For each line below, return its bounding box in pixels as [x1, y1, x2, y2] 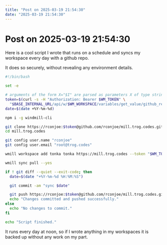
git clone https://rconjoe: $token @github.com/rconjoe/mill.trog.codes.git [5, 124, 164, 129]
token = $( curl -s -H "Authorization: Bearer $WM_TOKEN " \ [5, 97, 126, 102]
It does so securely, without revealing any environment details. [5, 65, 133, 71]
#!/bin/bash [5, 74, 30, 80]
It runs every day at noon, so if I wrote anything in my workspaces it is [5, 229, 149, 235]
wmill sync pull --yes [5, 160, 52, 165]
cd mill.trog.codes [5, 129, 46, 134]
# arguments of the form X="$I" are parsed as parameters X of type [5, 93, 150, 98]
